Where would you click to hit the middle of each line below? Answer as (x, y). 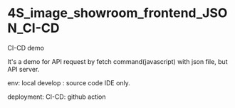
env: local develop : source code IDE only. (69, 82)
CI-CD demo (26, 48)
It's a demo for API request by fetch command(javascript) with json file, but (117, 61)
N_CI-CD (33, 28)
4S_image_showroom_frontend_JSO (117, 13)
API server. (23, 69)
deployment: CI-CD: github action (57, 97)
